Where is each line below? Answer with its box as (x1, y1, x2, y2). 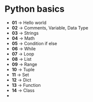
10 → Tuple (11, 66, 35, 72)
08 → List (11, 56, 31, 62)
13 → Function (11, 82, 41, 88)
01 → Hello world (11, 20, 47, 25)
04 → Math (11, 35, 35, 41)
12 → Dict (11, 77, 31, 83)
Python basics (4, 3, 65, 15)
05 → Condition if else (11, 40, 58, 46)
